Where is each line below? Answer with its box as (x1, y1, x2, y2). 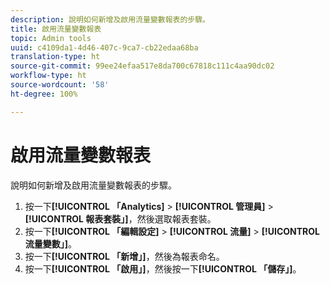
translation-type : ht (10, 52, 101, 62)
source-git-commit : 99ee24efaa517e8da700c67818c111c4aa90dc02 (10, 61, 275, 71)
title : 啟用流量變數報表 (10, 24, 102, 34)
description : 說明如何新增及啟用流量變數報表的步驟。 (10, 14, 211, 25)
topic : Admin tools (10, 33, 92, 43)
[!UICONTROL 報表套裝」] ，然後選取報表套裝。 (24, 212, 217, 225)
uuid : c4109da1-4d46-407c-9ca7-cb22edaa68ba (10, 42, 199, 53)
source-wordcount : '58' (10, 80, 110, 90)
